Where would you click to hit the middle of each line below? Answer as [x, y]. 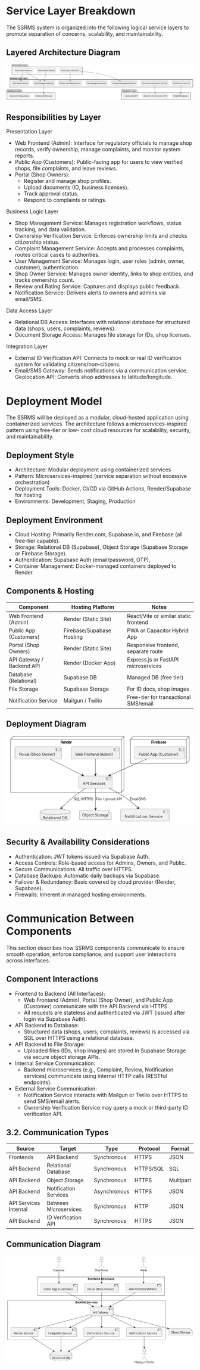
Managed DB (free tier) [155, 678]
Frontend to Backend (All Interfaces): [60, 993]
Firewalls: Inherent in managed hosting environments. [81, 894]
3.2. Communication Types [57, 1133]
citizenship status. [37, 242]
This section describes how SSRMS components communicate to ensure [96, 947]
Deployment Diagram [46, 724]
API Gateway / [26, 660]
